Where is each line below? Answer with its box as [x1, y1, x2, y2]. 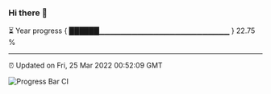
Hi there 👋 [8, 7, 48, 18]
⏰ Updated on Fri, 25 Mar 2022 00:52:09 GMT [8, 60, 163, 71]
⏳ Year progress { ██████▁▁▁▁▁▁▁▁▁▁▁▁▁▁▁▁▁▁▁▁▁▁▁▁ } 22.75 [8, 26, 256, 35]
